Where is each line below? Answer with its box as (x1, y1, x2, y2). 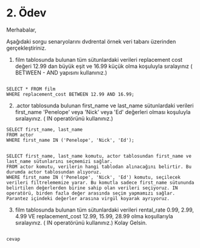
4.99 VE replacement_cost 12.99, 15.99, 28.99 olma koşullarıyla (15, 212, 173, 220)
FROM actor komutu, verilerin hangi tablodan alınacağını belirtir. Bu (6, 164, 191, 170)
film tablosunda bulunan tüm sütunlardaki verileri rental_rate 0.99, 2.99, (15, 206, 195, 213)
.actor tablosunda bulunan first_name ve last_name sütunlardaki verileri (15, 102, 194, 109)
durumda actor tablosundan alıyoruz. (6, 169, 102, 175)
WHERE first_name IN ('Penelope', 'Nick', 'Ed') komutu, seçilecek (6, 174, 181, 180)
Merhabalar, (6, 26, 36, 33)
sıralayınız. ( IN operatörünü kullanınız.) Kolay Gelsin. (15, 219, 147, 226)
